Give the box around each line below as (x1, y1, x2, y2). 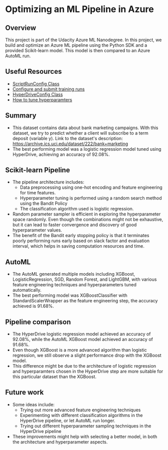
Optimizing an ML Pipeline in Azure (5, 4, 154, 15)
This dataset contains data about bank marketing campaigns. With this (12, 125, 158, 131)
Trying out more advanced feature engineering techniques (20, 407, 141, 413)
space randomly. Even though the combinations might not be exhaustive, (12, 216, 163, 222)
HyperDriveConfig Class (12, 91, 63, 97)
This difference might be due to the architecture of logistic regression (12, 363, 156, 369)
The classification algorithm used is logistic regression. (20, 206, 134, 212)
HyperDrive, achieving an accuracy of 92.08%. (12, 151, 110, 157)
